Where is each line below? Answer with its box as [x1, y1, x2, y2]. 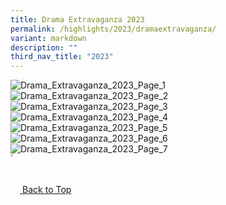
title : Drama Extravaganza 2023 [10, 14, 145, 25]
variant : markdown [10, 33, 87, 43]
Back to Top [22, 184, 72, 196]
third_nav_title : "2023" [10, 52, 114, 62]
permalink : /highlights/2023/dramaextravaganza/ [10, 24, 217, 34]
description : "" [10, 42, 78, 53]
